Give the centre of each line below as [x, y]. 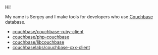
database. [15, 22]
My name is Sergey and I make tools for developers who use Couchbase [79, 17]
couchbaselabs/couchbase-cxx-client [51, 47]
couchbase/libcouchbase [38, 42]
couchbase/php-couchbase [41, 37]
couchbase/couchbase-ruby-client [48, 31]
